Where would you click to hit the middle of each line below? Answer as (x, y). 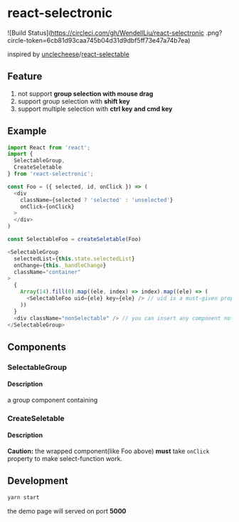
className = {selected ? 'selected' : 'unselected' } (97, 200)
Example (27, 131)
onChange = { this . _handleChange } (60, 265)
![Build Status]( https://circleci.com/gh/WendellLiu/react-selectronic (106, 33)
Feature (25, 76)
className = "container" (47, 272)
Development (38, 481)
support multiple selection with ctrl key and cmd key (95, 109)
